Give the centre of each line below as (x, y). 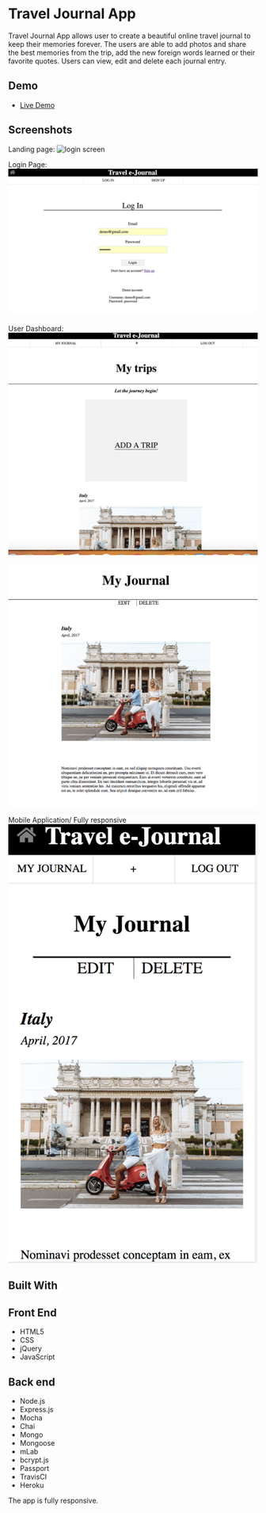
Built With (33, 1286)
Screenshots (40, 130)
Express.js (36, 1409)
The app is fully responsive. (53, 1500)
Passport (34, 1468)
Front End (32, 1312)
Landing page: (32, 149)
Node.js (32, 1400)
